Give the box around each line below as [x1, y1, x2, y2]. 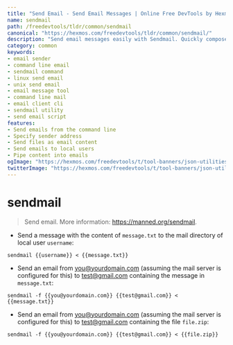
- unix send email [7, 81, 60, 88]
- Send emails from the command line [7, 126, 116, 133]
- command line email [7, 62, 70, 69]
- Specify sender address [7, 132, 82, 139]
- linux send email [7, 74, 64, 82]
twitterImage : [7, 164, 49, 172]
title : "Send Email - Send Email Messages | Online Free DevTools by [7, 10, 213, 17]
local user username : [17, 238, 74, 247]
